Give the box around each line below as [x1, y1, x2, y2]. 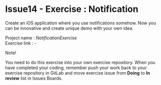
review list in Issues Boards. [5, 75, 63, 81]
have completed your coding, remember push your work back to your [5, 65, 147, 71]
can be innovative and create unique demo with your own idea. [5, 25, 134, 31]
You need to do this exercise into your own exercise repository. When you [5, 59, 156, 65]
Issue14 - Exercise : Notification [5, 3, 139, 15]
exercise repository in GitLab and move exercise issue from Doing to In [5, 70, 150, 76]
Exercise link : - [5, 40, 37, 46]
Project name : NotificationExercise [5, 35, 77, 41]
